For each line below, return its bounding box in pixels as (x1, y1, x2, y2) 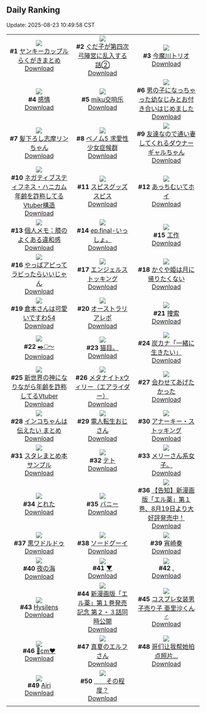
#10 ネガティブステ (11, 173, 67, 181)
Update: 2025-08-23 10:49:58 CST (6, 21, 95, 28)
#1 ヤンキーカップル (9, 47, 69, 55)
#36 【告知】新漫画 (137, 486, 195, 494)
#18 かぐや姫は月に (137, 265, 195, 273)
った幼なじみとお (139, 95, 188, 104)
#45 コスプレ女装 (137, 595, 189, 603)
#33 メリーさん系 (137, 451, 189, 460)
